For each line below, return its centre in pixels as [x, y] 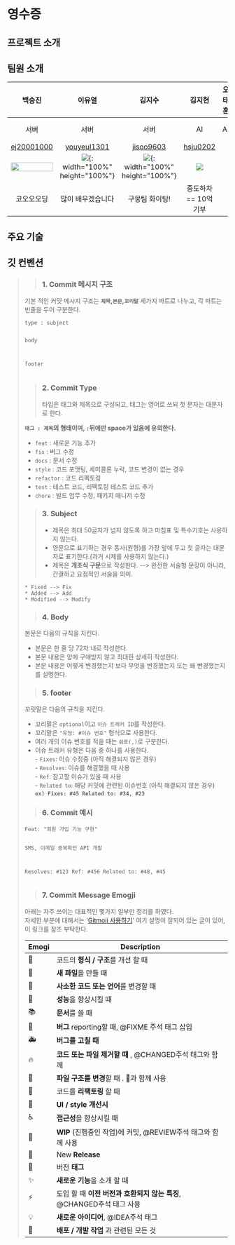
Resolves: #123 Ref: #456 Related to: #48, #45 [95, 871]
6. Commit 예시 [67, 813]
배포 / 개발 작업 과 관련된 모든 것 [106, 1230]
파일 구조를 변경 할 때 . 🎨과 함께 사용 [111, 1078]
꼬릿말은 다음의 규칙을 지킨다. [65, 709]
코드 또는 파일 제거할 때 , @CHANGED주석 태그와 [133, 1054]
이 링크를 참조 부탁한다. [56, 929]
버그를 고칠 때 [78, 1041]
